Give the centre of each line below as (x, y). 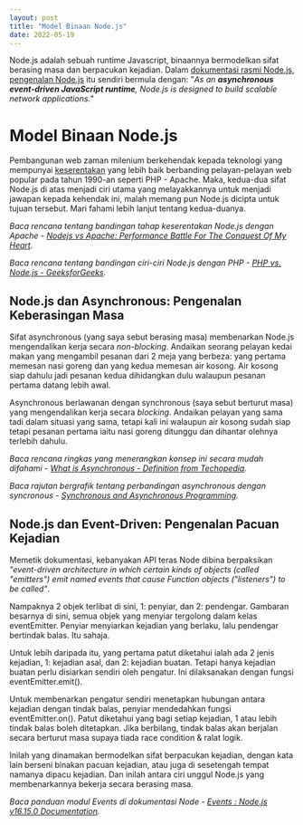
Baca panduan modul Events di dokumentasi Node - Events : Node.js (139, 801)
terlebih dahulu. (38, 441)
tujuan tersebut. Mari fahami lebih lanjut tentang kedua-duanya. (128, 208)
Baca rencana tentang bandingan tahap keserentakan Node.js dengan (142, 226)
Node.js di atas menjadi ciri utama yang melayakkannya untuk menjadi (140, 189)
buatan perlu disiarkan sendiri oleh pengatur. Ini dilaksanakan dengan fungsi (151, 672)
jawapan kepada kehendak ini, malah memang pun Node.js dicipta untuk (145, 199)
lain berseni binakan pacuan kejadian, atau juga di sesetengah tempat (139, 764)
